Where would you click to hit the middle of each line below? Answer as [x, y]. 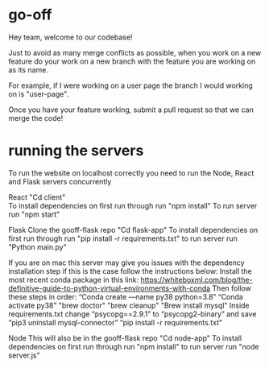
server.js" [24, 355]
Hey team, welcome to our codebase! [70, 37]
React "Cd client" [37, 197]
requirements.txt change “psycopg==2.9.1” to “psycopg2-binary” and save [132, 314]
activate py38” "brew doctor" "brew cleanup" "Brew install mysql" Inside [129, 305]
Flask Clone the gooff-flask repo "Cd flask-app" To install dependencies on [133, 229]
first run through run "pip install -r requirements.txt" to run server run [123, 238]
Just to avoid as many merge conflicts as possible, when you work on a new [135, 52]
